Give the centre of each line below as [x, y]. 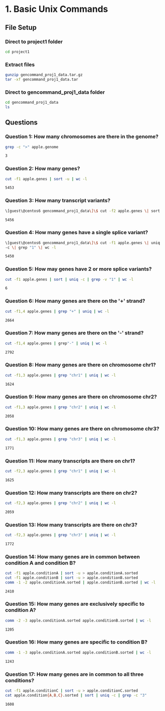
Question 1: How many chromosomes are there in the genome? [82, 136]
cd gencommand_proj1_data [32, 103]
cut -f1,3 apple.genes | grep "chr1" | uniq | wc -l [61, 375]
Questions [21, 123]
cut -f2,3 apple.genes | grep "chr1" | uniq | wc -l [61, 471]
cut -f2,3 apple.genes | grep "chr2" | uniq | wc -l [61, 503]
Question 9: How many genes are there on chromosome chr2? [81, 397]
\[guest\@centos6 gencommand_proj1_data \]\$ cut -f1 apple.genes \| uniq [83, 243]
